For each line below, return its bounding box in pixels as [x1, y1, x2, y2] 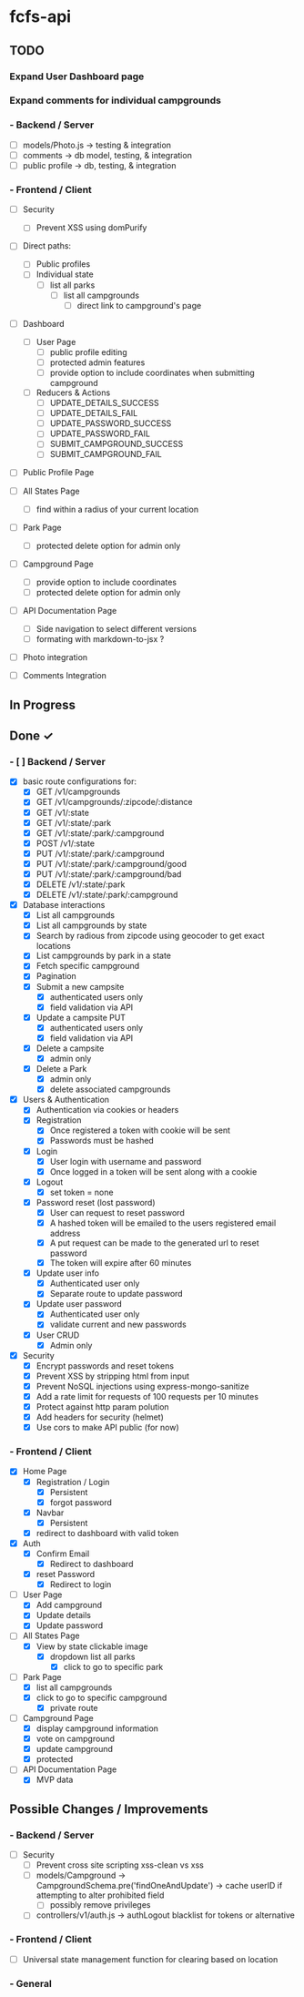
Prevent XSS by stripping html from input [35, 1370, 189, 1381]
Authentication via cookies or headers [35, 1105, 179, 1116]
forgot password [49, 1496, 112, 1508]
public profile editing [49, 346, 127, 357]
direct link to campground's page [76, 300, 202, 311]
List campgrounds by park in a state [35, 950, 171, 962]
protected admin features [49, 357, 146, 368]
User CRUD [35, 1330, 80, 1340]
